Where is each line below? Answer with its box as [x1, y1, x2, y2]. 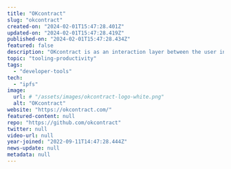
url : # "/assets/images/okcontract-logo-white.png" [13, 94, 165, 101]
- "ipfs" [13, 81, 38, 88]
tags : [7, 61, 23, 68]
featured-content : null [7, 112, 76, 119]
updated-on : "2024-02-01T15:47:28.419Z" [7, 29, 125, 37]
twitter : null [7, 126, 48, 132]
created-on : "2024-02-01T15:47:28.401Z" [7, 23, 125, 30]
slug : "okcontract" [7, 17, 63, 23]
